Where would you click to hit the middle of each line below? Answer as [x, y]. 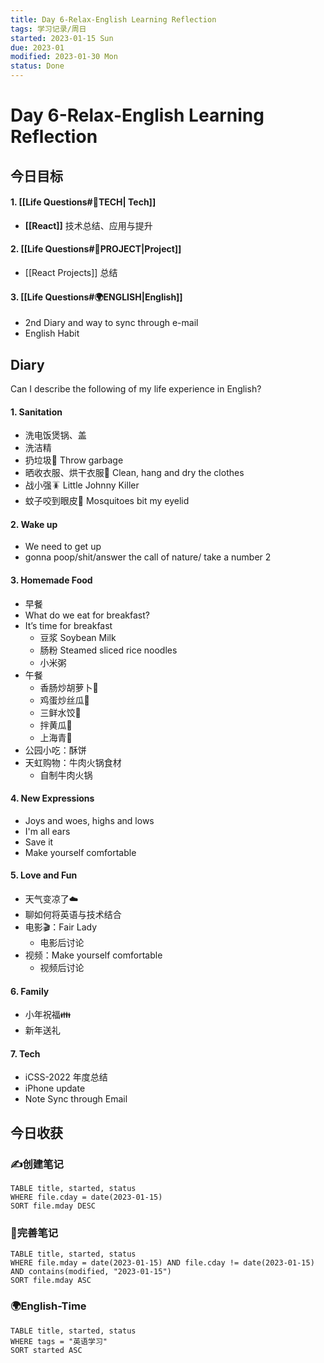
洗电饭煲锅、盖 [55, 435]
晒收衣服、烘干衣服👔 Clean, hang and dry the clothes [134, 473]
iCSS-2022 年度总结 [66, 1077]
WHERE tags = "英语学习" [59, 1341]
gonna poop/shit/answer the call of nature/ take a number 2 [148, 557]
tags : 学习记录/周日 [48, 29]
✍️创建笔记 [37, 1164]
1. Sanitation [36, 412]
